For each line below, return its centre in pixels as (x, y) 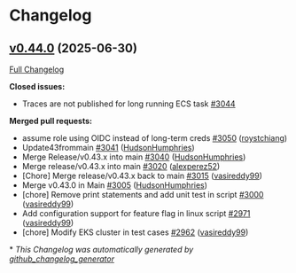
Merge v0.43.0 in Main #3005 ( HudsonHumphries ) (115, 185)
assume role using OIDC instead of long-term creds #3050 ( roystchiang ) (155, 138)
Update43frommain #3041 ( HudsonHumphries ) (108, 148)
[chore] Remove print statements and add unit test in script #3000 (143, 195)
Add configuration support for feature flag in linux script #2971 (136, 213)
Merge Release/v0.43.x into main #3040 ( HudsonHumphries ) (134, 157)
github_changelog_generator (62, 259)
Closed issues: (37, 86)
